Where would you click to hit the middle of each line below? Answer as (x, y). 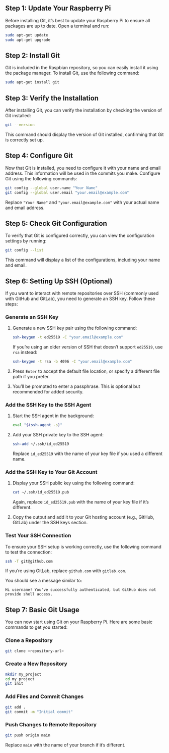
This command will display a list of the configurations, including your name (83, 260)
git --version (20, 125)
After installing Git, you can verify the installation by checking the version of (84, 110)
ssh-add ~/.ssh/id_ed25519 (41, 444)
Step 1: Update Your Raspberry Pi (58, 8)
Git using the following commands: (41, 178)
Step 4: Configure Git (39, 156)
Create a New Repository (36, 664)
